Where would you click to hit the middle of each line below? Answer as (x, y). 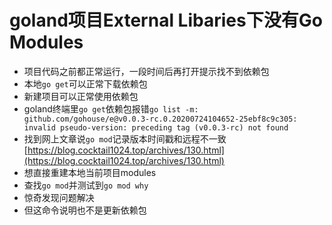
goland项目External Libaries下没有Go (166, 20)
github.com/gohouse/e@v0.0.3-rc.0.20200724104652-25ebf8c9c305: (160, 119)
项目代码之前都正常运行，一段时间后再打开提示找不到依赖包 (146, 71)
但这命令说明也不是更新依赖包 (85, 210)
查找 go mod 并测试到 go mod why (86, 185)
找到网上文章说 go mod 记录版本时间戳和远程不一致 (125, 138)
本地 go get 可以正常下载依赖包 (85, 83)
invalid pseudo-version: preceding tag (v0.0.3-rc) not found (156, 127)
